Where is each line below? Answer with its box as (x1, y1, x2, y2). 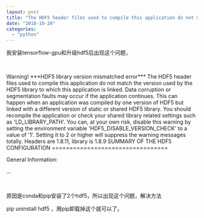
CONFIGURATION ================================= (6, 144, 168, 152)
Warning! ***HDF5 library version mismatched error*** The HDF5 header (6, 73, 192, 80)
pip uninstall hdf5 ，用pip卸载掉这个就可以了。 (6, 205, 123, 213)
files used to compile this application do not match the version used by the (6, 80, 193, 87)
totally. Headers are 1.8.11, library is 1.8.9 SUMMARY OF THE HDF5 (6, 138, 172, 145)
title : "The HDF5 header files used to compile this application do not (6, 15, 194, 21)
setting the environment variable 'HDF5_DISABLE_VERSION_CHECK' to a (6, 125, 188, 132)
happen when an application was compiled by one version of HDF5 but (6, 99, 184, 107)
